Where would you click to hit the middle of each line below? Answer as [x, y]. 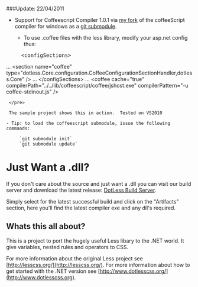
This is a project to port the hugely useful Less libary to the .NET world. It [95, 241]
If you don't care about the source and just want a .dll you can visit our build [99, 183]
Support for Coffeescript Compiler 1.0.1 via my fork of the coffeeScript [100, 20]
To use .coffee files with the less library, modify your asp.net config [106, 38]
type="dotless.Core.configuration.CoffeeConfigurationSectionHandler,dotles [99, 73]
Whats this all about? [46, 226]
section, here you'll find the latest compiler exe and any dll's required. [91, 208]
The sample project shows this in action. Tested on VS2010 [85, 113]
